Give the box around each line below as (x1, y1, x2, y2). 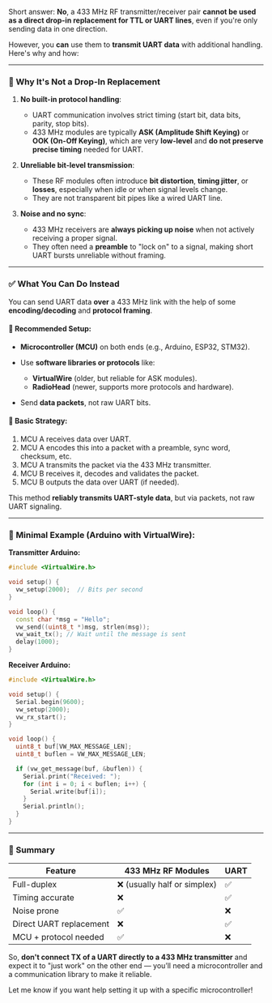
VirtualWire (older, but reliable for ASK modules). (32, 373, 198, 383)
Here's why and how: (8, 49, 79, 58)
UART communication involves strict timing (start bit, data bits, (32, 110, 241, 120)
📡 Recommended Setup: (8, 324, 91, 334)
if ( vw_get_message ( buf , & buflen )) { (15, 765, 143, 773)
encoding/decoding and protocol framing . (8, 305, 152, 315)
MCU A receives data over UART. (19, 434, 131, 444)
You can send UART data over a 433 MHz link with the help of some (8, 297, 236, 306)
